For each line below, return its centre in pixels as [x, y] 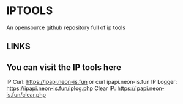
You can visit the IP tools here [64, 67]
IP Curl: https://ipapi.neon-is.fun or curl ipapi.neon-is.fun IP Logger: [92, 82]
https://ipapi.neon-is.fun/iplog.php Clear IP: [61, 88]
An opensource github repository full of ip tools [66, 27]
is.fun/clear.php [26, 95]
